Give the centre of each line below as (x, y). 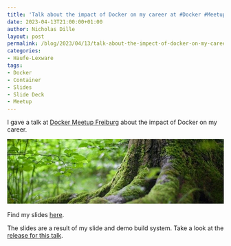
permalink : (23, 44)
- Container (24, 80)
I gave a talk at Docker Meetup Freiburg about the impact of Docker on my (112, 122)
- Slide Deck (26, 94)
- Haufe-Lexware (30, 59)
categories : (24, 51)
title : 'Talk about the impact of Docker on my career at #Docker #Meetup (117, 14)
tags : (15, 65)
